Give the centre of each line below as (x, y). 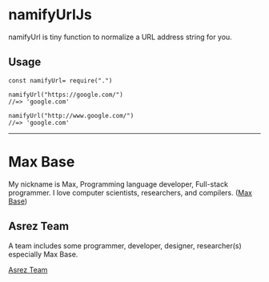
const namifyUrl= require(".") (60, 81)
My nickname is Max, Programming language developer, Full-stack (118, 184)
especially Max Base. (43, 254)
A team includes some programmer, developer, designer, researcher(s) (125, 245)
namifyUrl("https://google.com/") (66, 95)
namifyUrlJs (50, 15)
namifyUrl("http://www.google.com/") (71, 115)
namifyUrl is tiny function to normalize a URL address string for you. (120, 37)
